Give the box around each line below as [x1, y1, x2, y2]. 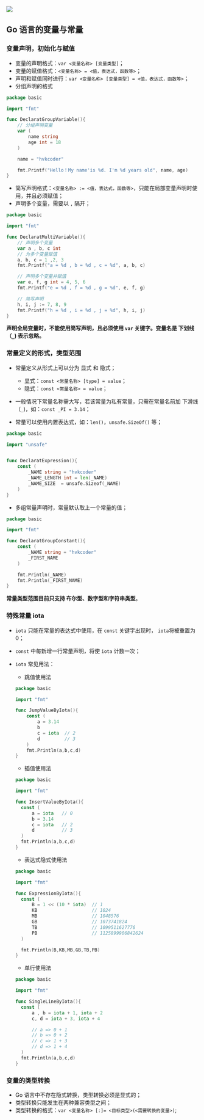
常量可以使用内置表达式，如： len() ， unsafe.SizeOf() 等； [15, 418, 163, 426]
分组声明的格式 [15, 82, 53, 90]
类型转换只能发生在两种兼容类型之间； [15, 1099, 111, 1106]
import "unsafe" [6, 442, 47, 448]
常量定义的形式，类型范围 [6, 349, 82, 357]
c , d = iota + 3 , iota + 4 [31, 1016, 100, 1022]
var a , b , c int [17, 245, 62, 252]
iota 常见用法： [15, 660, 55, 667]
